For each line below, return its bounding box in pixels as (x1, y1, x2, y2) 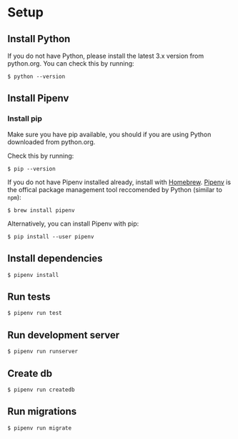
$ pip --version (7, 165, 56, 172)
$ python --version (7, 73, 66, 80)
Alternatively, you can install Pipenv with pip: (7, 219, 139, 228)
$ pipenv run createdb (7, 386, 75, 393)
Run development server (7, 329, 120, 341)
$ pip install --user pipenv (7, 233, 94, 240)
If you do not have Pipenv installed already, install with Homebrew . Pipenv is (7, 178, 231, 186)
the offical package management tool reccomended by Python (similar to (7, 185, 223, 193)
